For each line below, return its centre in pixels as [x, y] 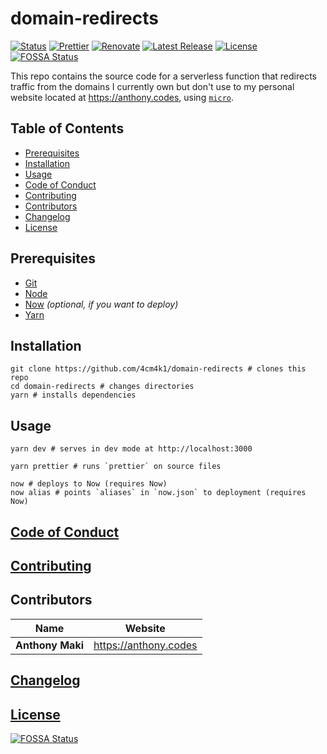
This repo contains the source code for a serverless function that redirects [163, 76]
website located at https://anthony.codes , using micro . [122, 97]
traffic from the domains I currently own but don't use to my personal [152, 86]
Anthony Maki [50, 645]
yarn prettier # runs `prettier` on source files [116, 467]
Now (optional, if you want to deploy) [101, 304]
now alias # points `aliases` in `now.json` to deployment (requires [158, 493]
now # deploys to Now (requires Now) [89, 484]
